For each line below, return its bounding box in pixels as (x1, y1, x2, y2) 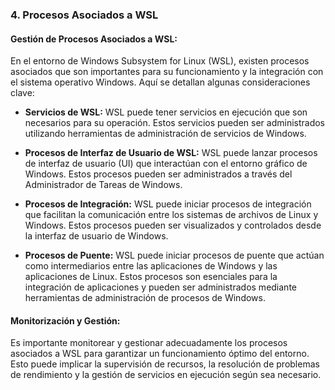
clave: (10, 87, 35, 99)
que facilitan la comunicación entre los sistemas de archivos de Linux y (24, 209, 319, 221)
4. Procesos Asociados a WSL (10, 8, 159, 22)
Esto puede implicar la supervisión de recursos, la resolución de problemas (10, 358, 320, 370)
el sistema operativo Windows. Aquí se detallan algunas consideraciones (10, 76, 311, 88)
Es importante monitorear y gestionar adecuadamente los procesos (10, 337, 288, 349)
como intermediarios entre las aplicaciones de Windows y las (24, 260, 278, 272)
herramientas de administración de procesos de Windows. (24, 292, 266, 304)
